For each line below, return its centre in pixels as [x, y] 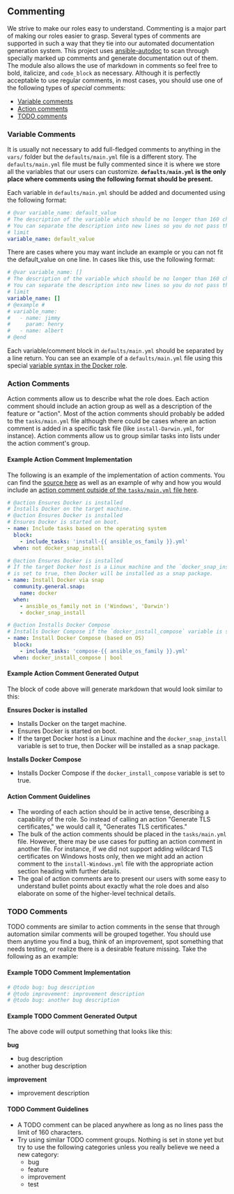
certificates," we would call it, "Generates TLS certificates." [102, 827]
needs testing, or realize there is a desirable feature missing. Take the [107, 949]
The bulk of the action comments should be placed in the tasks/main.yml [122, 834]
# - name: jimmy [34, 318]
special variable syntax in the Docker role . [67, 365]
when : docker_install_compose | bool [68, 657]
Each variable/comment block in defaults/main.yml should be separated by [116, 351]
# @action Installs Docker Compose [59, 625]
